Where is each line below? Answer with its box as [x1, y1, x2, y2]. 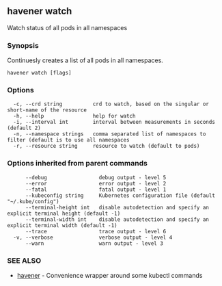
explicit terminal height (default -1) [7, 210, 121, 217]
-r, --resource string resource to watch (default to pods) [13, 143, 200, 150]
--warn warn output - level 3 [25, 239, 164, 247]
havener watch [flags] [7, 70, 72, 77]
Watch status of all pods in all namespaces [7, 23, 128, 31]
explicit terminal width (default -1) [7, 222, 117, 229]
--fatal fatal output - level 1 [25, 186, 167, 193]
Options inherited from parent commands [7, 159, 148, 168]
